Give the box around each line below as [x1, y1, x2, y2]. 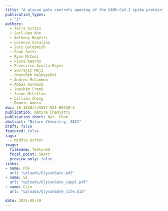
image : [5, 142, 19, 148]
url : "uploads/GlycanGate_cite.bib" [9, 189, 86, 194]
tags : [5, 133, 16, 138]
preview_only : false [9, 156, 52, 161]
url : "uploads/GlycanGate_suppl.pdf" [9, 180, 88, 185]
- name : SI [5, 175, 28, 180]
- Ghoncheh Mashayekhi [9, 73, 57, 78]
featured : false [5, 128, 39, 133]
